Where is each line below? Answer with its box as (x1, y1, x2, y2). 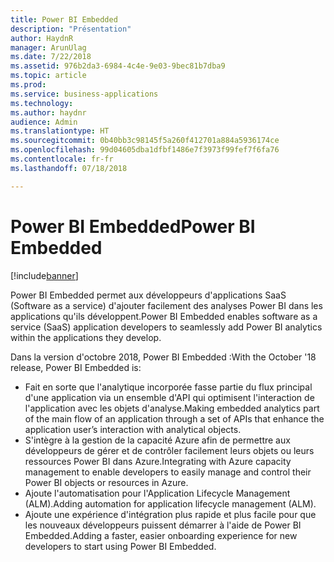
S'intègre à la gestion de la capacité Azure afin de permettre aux (24, 434, 291, 446)
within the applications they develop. (10, 331, 162, 343)
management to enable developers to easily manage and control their (24, 466, 312, 478)
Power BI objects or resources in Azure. (24, 476, 189, 488)
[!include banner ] (10, 269, 79, 281)
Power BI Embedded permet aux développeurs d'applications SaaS (10, 289, 287, 301)
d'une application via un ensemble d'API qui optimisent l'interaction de (24, 391, 315, 403)
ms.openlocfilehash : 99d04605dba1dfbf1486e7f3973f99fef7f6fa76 (10, 145, 280, 155)
